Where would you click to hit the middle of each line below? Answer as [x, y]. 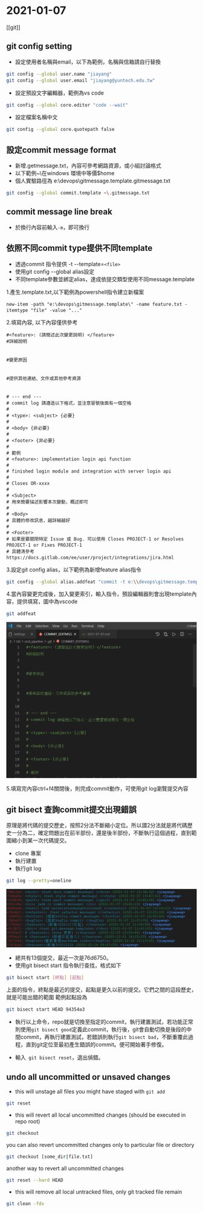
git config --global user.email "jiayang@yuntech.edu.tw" [81, 80]
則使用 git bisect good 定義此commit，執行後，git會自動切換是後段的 [101, 1029]
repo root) [27, 1121]
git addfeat [21, 614]
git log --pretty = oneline [39, 881]
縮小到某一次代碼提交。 [40, 840]
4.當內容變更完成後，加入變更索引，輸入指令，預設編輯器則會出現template [99, 594]
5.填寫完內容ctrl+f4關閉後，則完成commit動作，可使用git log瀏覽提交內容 [97, 789]
